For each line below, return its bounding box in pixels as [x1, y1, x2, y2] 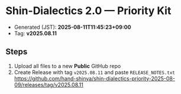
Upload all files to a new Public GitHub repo [14, 62, 121, 69]
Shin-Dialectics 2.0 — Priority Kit [5, 4, 172, 18]
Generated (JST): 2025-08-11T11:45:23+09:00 [14, 23, 131, 31]
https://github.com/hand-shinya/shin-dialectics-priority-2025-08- [14, 75, 176, 82]
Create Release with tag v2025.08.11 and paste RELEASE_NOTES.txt [14, 69, 175, 76]
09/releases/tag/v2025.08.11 [14, 81, 84, 88]
